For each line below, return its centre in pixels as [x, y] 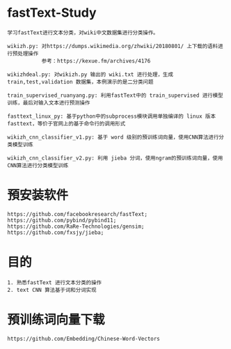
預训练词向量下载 [56, 320]
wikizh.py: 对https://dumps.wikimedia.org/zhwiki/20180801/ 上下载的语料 [113, 46]
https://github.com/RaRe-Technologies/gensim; [76, 226]
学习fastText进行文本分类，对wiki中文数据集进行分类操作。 [83, 33]
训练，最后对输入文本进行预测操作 [49, 102]
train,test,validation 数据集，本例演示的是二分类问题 [80, 82]
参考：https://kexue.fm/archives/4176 [96, 61]
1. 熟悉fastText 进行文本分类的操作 [55, 282]
